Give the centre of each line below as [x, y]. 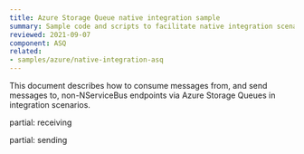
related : [26, 52]
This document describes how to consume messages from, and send [138, 86]
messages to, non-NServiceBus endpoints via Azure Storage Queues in [142, 95]
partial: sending [38, 140]
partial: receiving [41, 122]
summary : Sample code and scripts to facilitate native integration [141, 26]
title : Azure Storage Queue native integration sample [115, 18]
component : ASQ [38, 43]
